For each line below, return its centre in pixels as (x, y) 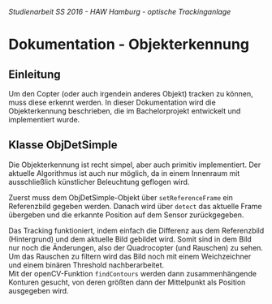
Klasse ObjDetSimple (63, 145)
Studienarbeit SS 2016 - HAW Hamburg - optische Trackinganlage (120, 12)
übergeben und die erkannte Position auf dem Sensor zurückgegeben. (126, 215)
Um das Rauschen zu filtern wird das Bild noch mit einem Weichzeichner (130, 256)
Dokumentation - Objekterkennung (129, 45)
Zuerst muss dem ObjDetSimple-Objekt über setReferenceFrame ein (121, 197)
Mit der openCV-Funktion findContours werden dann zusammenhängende (133, 273)
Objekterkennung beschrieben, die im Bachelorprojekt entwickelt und (125, 111)
